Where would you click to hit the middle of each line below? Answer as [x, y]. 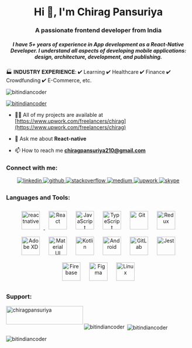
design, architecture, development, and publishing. [98, 57]
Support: [19, 296]
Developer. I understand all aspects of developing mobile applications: [98, 50]
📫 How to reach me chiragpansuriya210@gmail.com [80, 151]
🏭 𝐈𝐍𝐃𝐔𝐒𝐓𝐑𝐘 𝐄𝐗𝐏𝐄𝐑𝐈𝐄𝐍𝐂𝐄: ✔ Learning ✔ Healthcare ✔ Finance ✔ [88, 72]
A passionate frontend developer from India [98, 31]
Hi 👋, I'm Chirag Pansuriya [98, 12]
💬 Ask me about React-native [50, 139]
